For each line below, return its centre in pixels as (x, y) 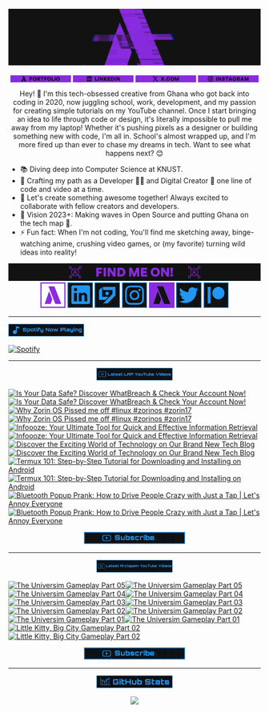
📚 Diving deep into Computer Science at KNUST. (101, 170)
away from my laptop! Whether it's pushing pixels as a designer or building (134, 128)
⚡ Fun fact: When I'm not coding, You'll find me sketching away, (125, 232)
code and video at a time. (62, 190)
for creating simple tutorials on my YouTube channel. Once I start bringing (134, 111)
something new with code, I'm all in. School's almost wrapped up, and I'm (134, 136)
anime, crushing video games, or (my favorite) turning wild (149, 244)
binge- (243, 232)
